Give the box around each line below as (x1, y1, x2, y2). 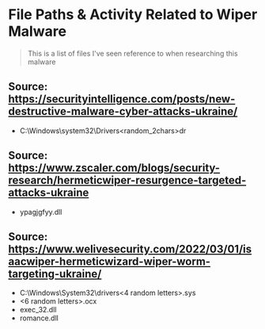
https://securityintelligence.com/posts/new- (8, 93, 236, 106)
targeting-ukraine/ (8, 267, 102, 281)
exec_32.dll (19, 305, 57, 315)
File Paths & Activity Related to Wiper (8, 6, 258, 24)
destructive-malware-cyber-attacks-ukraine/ (8, 105, 238, 118)
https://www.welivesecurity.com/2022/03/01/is (8, 242, 252, 255)
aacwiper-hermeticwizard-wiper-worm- (8, 254, 211, 268)
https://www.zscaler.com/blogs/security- (8, 161, 220, 175)
